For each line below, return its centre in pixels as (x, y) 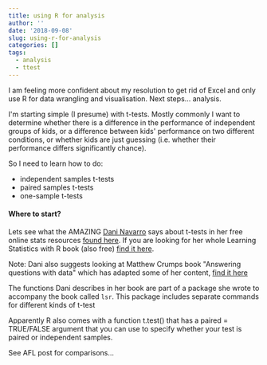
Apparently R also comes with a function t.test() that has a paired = (118, 320)
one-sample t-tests (51, 195)
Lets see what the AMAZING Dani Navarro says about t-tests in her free (126, 231)
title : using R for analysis (57, 16)
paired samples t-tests (57, 187)
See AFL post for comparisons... (61, 352)
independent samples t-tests (67, 179)
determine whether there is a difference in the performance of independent (132, 122)
